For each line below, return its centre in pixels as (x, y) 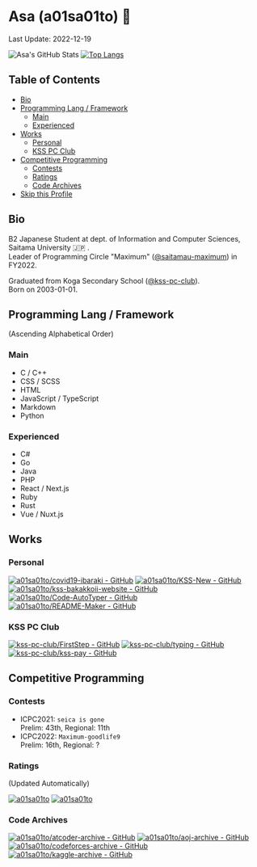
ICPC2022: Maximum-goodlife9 (70, 736)
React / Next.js (44, 488)
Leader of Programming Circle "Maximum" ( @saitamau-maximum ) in (123, 256)
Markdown (38, 406)
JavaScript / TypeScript (59, 398)
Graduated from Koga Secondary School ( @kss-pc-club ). (104, 280)
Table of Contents (55, 80)
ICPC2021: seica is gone (62, 719)
